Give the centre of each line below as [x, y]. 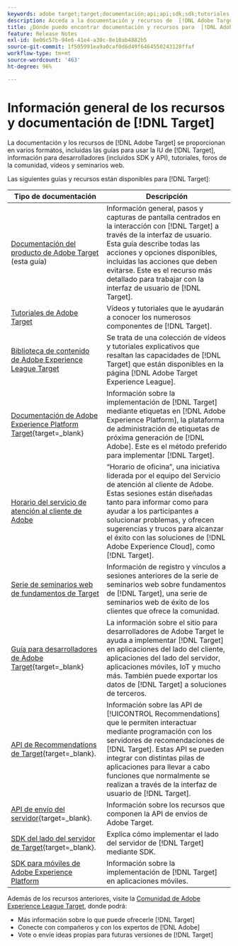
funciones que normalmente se [158, 775]
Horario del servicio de [49, 502]
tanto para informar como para [157, 502]
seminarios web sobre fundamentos [166, 584]
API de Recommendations [54, 744]
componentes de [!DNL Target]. [159, 326]
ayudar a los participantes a [152, 511]
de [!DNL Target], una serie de [157, 593]
